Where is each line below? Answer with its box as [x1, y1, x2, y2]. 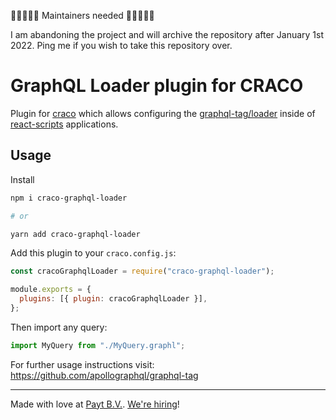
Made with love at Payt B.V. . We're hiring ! [10, 398, 180, 410]
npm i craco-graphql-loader [10, 193, 128, 203]
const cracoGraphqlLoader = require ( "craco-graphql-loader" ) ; [10, 266, 275, 277]
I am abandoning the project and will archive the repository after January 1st [10, 29, 325, 40]
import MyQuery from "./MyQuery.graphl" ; [10, 340, 186, 350]
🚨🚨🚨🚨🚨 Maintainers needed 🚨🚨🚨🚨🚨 [10, 10, 155, 21]
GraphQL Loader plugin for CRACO [10, 75, 304, 97]
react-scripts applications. [10, 118, 119, 130]
